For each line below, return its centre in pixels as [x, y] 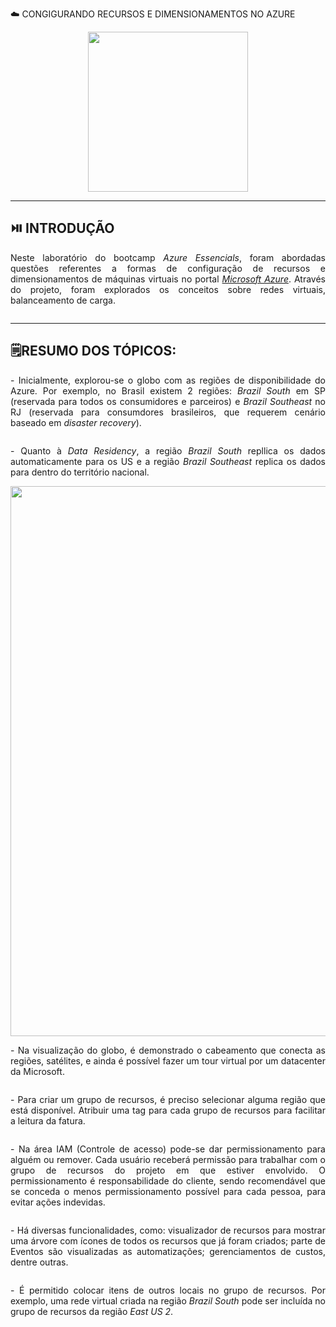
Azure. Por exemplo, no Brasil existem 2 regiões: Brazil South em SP [168, 390]
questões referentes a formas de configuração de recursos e [168, 268]
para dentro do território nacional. [80, 472]
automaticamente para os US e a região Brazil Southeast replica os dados [168, 461]
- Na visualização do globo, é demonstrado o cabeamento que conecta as [168, 1050]
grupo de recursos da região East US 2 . [92, 1311]
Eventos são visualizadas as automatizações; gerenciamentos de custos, [168, 1251]
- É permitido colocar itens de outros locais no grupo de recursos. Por [168, 1290]
